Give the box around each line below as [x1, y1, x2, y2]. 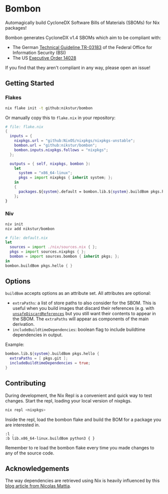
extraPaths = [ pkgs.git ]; [9, 356, 68, 361]
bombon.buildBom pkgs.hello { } [5, 263, 72, 268]
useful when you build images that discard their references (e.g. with [12, 305, 154, 311]
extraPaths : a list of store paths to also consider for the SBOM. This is [12, 300, 156, 306]
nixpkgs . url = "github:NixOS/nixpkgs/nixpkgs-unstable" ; [14, 138, 135, 143]
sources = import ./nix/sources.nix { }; [9, 245, 97, 250]
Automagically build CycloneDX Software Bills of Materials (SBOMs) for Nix [5, 20, 160, 26]
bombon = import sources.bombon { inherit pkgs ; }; [9, 254, 120, 259]
